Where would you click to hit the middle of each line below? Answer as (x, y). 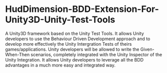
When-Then (17, 54)
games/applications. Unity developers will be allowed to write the (72, 49)
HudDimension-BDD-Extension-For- (82, 9)
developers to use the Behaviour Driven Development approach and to (78, 39)
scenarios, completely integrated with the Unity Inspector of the (96, 54)
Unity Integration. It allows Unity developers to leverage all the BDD (74, 60)
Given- (147, 49)
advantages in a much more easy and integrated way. (60, 65)
